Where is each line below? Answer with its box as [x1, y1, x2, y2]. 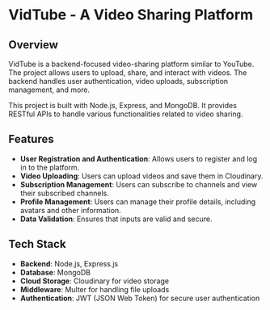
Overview [8, 38, 59, 52]
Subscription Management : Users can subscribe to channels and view [19, 179, 258, 189]
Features [8, 132, 54, 146]
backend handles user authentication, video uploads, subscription [8, 77, 229, 86]
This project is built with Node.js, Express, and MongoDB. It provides [8, 101, 237, 110]
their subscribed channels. [19, 188, 109, 198]
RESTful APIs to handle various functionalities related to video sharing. [8, 109, 243, 119]
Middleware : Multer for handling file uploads [19, 284, 170, 294]
